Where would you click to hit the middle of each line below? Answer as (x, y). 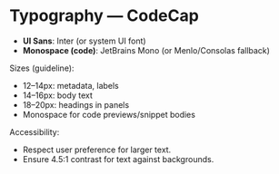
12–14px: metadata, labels (71, 85)
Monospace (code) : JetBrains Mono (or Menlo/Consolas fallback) (146, 50)
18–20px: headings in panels (76, 104)
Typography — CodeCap (105, 16)
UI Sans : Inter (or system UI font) (85, 41)
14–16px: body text (57, 95)
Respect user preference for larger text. (97, 150)
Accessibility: (35, 131)
